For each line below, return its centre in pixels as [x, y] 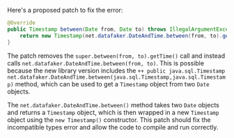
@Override [22, 23]
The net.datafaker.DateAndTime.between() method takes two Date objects [113, 105]
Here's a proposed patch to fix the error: [65, 10]
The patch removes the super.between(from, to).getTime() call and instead [116, 56]
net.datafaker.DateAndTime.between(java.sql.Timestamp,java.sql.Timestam [117, 77]
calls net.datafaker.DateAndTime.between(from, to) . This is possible [106, 63]
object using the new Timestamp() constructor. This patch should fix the [109, 120]
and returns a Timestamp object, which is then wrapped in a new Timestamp [113, 112]
